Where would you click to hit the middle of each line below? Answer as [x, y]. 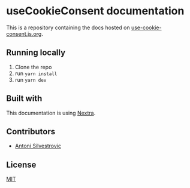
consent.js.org [24, 33]
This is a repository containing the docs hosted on [68, 27]
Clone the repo [33, 67]
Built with [24, 99]
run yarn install [36, 73]
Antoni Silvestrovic [38, 146]
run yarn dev [31, 79]
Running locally [36, 53]
